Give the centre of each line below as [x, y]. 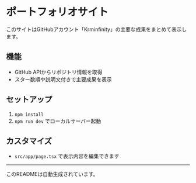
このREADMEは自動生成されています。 [52, 174]
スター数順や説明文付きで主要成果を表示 [63, 79]
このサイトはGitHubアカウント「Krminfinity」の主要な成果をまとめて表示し [97, 29]
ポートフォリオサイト [57, 12]
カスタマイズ [29, 141]
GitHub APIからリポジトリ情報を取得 [58, 72]
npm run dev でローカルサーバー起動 [58, 121]
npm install [29, 115]
